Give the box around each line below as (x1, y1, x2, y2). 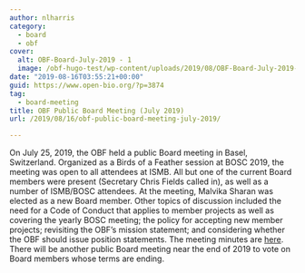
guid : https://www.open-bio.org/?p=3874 (9, 81, 165, 90)
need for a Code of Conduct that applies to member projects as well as (9, 205, 275, 216)
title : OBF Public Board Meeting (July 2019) (9, 106, 184, 115)
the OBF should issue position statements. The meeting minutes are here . (9, 234, 284, 245)
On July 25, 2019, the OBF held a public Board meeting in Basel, (9, 147, 248, 159)
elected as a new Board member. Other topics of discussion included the (9, 196, 281, 207)
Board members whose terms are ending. (9, 253, 165, 264)
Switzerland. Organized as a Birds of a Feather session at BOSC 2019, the (9, 157, 284, 168)
